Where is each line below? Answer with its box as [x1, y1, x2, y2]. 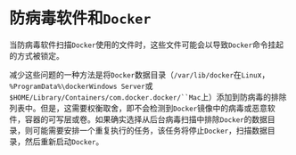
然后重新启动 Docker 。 [24, 135, 104, 147]
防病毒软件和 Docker [9, 8, 152, 29]
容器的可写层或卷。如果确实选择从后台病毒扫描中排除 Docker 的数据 [24, 113, 267, 125]
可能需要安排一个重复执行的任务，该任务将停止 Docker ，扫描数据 [32, 125, 267, 135]
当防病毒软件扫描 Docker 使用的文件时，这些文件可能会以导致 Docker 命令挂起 [9, 39, 284, 50]
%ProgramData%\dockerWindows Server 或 [9, 80, 153, 91]
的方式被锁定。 [9, 50, 64, 61]
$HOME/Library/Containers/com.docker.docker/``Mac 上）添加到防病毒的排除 [9, 91, 287, 102]
